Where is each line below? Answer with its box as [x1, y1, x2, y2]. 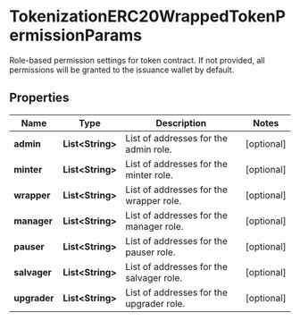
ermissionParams [9, 25, 143, 46]
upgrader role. [125, 297, 186, 309]
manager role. [125, 220, 184, 232]
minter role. [125, 168, 174, 181]
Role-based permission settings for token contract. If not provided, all [9, 55, 265, 65]
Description [155, 116, 207, 129]
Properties [9, 90, 70, 106]
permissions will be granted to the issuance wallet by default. [9, 64, 235, 75]
